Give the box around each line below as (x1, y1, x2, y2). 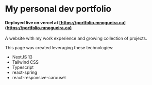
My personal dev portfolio (5, 3, 112, 14)
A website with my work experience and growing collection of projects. (5, 35, 147, 42)
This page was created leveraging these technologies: (5, 45, 114, 51)
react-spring (12, 70, 37, 75)
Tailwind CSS (12, 59, 39, 65)
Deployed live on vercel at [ (5, 19, 61, 25)
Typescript (12, 64, 34, 71)
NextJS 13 (12, 54, 33, 60)
